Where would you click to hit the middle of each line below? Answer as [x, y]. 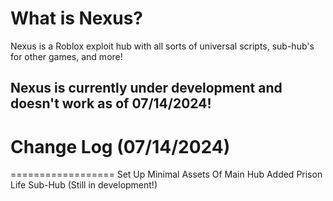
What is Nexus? [77, 18]
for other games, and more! [66, 56]
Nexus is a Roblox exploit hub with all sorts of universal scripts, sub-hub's [162, 46]
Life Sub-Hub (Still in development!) [84, 185]
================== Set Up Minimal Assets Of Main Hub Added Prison [166, 174]
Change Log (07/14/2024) [120, 146]
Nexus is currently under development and [146, 88]
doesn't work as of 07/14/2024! [111, 103]
